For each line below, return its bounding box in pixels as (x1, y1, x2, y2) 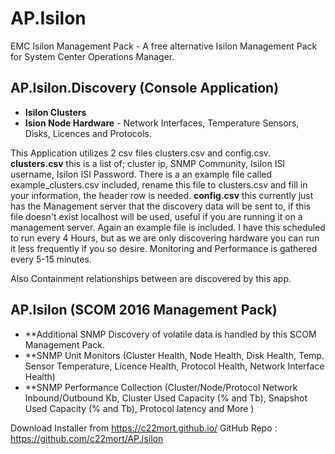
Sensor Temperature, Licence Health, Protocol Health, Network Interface (24, 360, 325, 372)
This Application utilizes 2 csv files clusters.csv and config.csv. (10, 147, 272, 159)
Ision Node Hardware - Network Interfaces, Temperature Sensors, (24, 117, 300, 129)
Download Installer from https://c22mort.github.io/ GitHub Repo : (10, 422, 278, 434)
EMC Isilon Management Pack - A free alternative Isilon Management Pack (10, 40, 318, 52)
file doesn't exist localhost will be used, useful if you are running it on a (10, 210, 303, 222)
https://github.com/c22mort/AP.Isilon (10, 432, 164, 444)
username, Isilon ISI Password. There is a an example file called (10, 168, 273, 180)
